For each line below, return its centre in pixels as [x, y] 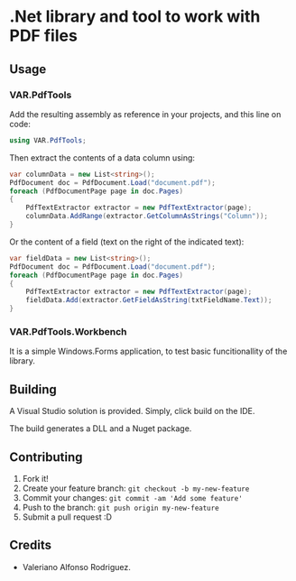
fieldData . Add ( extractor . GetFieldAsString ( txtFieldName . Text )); [149, 300]
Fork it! [36, 478]
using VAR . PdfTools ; [48, 140]
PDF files [44, 36]
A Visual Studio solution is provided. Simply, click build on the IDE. [132, 411]
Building [33, 389]
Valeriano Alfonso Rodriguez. [76, 567]
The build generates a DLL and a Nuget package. [101, 429]
